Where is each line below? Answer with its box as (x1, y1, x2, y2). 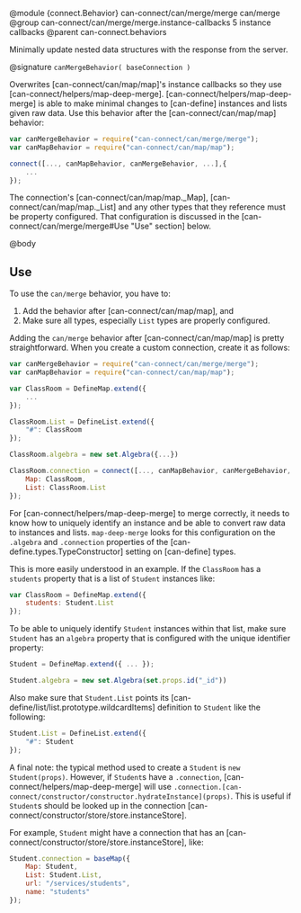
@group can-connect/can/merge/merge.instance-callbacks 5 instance (9, 17, 271, 28)
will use (143, 781, 173, 792)
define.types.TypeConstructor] (9, 546, 124, 557)
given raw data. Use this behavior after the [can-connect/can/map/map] (9, 108, 277, 118)
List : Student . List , (25, 871, 102, 880)
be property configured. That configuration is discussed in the (9, 211, 240, 222)
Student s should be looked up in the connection (9, 800, 186, 810)
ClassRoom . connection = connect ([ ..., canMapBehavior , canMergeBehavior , (9, 467, 292, 476)
